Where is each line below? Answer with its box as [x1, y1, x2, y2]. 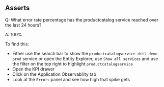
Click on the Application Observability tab [12, 71, 97, 77]
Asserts [5, 4, 30, 12]
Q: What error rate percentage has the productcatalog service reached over [5, 17, 159, 22]
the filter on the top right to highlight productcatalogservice [12, 61, 133, 66]
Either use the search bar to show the [12, 50, 88, 56]
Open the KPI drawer [12, 66, 55, 72]
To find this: [5, 41, 29, 47]
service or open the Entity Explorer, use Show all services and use [22, 56, 158, 62]
